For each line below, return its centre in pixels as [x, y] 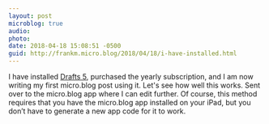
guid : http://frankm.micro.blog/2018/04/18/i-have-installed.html [123, 53]
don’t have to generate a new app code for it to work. [97, 111]
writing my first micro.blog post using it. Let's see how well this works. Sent [134, 85]
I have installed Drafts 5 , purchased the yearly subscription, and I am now [131, 77]
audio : [19, 31]
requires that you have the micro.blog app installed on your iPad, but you [130, 103]
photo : [19, 38]
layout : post [30, 16]
